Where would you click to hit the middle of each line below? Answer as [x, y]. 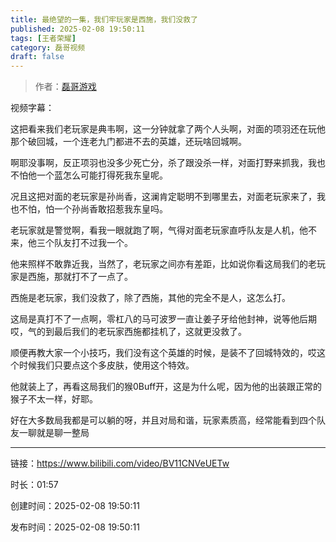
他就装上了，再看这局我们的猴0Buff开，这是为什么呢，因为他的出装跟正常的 [166, 387]
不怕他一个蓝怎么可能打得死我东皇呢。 [89, 175]
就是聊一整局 [63, 433]
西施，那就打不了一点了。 [80, 277]
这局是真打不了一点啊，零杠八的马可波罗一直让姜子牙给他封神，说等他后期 [163, 319]
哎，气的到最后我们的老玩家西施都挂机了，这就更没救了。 [128, 332]
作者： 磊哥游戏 [65, 87]
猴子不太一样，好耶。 [54, 399]
